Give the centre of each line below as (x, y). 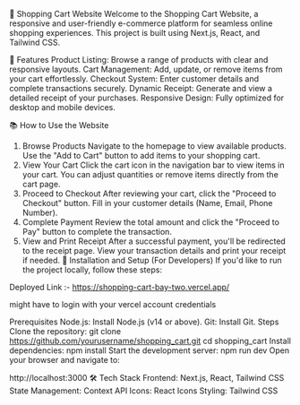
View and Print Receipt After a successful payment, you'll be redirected (154, 241)
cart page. (41, 184)
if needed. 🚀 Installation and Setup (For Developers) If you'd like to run (152, 260)
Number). (40, 212)
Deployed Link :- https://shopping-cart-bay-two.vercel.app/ (120, 287)
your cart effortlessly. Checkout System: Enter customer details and (134, 79)
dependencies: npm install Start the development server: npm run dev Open (150, 350)
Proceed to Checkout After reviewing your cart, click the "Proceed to (149, 194)
